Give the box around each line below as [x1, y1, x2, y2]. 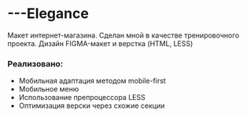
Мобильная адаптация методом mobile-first [18, 76, 166, 86]
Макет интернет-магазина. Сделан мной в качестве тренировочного [7, 30, 240, 40]
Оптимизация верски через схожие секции [18, 101, 165, 110]
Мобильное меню [18, 84, 79, 94]
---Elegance [7, 5, 90, 23]
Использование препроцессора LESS [18, 93, 146, 102]
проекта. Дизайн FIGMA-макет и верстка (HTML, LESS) [7, 38, 194, 48]
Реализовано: [7, 58, 64, 69]
